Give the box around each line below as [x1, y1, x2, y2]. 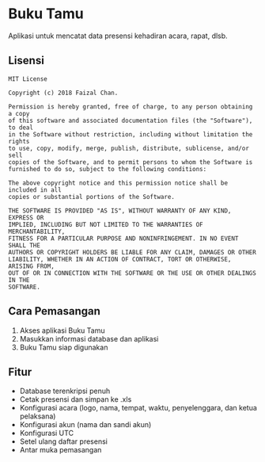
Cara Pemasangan [8, 304, 101, 318]
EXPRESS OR [8, 213, 44, 222]
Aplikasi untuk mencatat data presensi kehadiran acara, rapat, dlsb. [8, 31, 228, 40]
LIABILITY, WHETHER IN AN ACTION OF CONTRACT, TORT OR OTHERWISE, [8, 255, 232, 263]
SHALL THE [8, 241, 41, 250]
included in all [8, 185, 62, 194]
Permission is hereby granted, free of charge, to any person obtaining [8, 102, 253, 111]
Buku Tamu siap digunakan [19, 342, 108, 352]
